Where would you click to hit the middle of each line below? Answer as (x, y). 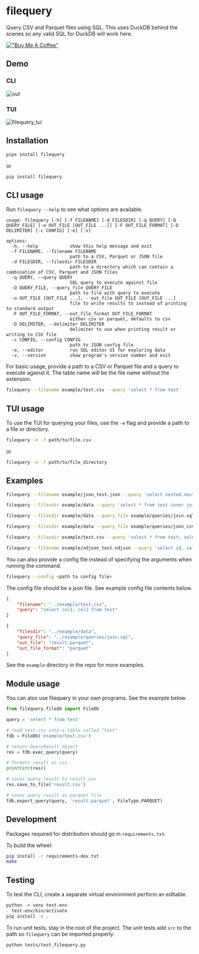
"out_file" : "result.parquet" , (55, 643)
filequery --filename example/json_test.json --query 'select (84, 494)
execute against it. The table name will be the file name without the (88, 373)
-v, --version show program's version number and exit (91, 356)
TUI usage (25, 408)
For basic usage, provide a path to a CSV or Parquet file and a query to (92, 367)
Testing (20, 880)
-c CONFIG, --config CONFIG (46, 340)
